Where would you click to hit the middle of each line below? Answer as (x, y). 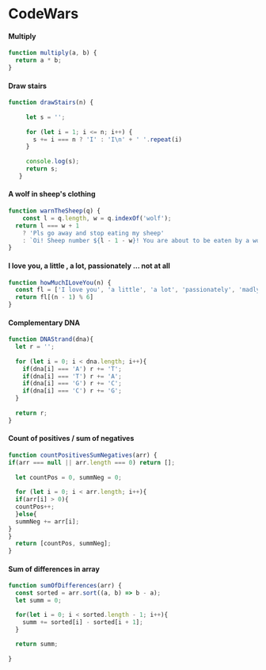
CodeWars (44, 14)
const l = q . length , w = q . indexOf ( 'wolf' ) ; (97, 218)
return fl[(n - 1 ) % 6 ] (54, 297)
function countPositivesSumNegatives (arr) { (83, 455)
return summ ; (37, 644)
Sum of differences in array (54, 569)
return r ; (31, 413)
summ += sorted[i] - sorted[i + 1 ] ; (83, 622)
